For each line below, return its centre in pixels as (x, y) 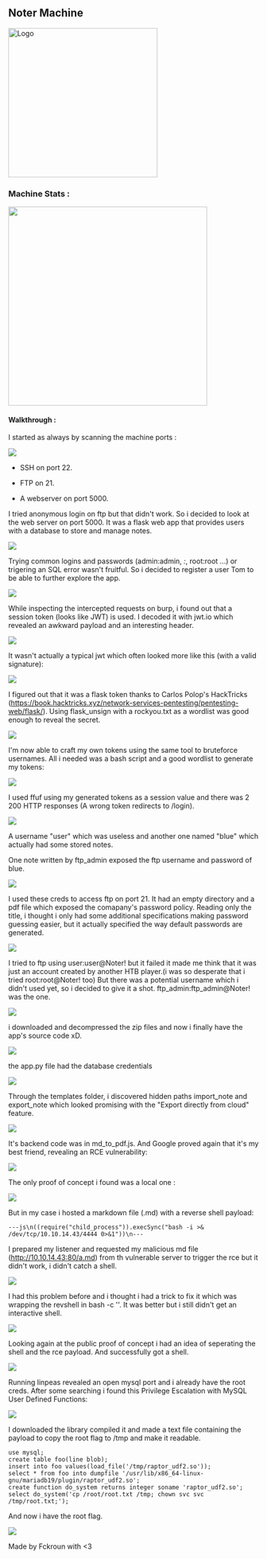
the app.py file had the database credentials (80, 1066)
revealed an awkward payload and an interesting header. (101, 626)
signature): (26, 665)
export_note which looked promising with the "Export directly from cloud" (129, 1105)
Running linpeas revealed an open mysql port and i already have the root (127, 1382)
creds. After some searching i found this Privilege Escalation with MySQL (128, 1391)
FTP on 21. (37, 483)
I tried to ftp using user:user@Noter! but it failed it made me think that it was (132, 963)
